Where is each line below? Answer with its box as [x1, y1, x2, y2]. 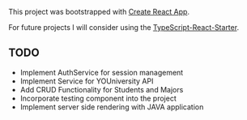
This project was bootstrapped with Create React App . [8, 7, 190, 16]
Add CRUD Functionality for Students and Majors [19, 84, 184, 94]
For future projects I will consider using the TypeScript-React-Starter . [8, 23, 240, 32]
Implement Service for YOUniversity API [19, 76, 154, 86]
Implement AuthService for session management [19, 67, 184, 77]
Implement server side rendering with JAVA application [19, 101, 204, 112]
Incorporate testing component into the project [19, 93, 177, 103]
